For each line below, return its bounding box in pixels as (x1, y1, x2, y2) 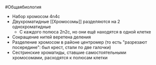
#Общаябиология (5, 4, 42, 10)
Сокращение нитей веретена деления (12, 34, 91, 40)
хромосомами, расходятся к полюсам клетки (12, 55, 108, 60)
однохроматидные (12, 24, 51, 30)
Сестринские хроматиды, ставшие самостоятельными (12, 49, 126, 55)
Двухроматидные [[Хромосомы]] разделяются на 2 (12, 19, 121, 24)
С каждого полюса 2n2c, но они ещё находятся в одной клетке (19, 29, 152, 34)
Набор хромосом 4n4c (12, 14, 60, 19)
